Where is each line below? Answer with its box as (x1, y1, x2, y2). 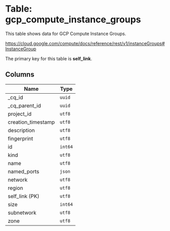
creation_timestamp (8, 119, 55, 126)
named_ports (8, 168, 40, 175)
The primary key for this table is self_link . (5, 55, 92, 61)
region (8, 184, 23, 191)
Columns (5, 70, 35, 79)
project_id (8, 110, 32, 117)
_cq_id (8, 94, 23, 101)
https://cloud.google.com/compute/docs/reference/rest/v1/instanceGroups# (5, 40, 165, 46)
